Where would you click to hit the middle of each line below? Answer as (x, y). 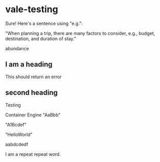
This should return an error (34, 77)
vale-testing (32, 9)
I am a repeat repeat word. (33, 154)
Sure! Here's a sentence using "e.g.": (44, 23)
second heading (32, 93)
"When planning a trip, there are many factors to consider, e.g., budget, (80, 33)
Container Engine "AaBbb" (33, 115)
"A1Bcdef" (16, 124)
